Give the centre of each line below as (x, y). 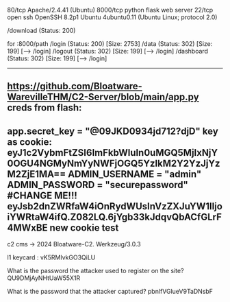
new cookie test (84, 228)
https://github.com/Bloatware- (75, 86)
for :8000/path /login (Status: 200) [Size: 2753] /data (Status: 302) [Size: (110, 44)
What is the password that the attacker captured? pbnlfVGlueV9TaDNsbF (110, 292)
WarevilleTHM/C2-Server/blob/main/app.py (103, 97)
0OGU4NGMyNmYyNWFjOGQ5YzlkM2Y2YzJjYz (114, 163)
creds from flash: (44, 108)
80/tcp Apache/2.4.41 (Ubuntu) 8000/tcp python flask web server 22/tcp (110, 10)
